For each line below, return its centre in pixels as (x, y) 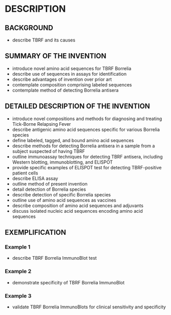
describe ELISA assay (35, 178)
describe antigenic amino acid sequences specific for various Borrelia (86, 129)
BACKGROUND (29, 28)
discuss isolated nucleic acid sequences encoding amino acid (77, 211)
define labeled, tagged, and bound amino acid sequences (73, 140)
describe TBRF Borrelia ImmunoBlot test (54, 258)
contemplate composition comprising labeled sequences (72, 84)
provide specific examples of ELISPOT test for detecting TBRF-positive (87, 167)
